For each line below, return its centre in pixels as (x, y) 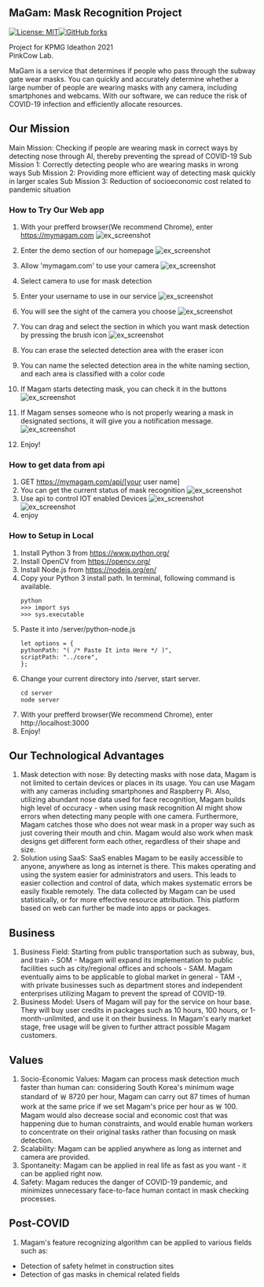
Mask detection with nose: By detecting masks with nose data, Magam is (138, 775)
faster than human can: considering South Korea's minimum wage (127, 1087)
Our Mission (39, 129)
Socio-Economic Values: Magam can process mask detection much (130, 1079)
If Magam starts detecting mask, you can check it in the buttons (123, 389)
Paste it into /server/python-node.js (78, 629)
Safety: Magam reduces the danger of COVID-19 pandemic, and (124, 1182)
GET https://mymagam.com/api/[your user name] (100, 482)
